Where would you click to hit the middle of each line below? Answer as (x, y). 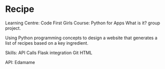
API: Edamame (20, 62)
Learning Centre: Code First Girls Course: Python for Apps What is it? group (83, 23)
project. (13, 28)
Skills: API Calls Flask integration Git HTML (49, 53)
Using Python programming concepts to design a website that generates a (81, 38)
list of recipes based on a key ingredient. (47, 43)
